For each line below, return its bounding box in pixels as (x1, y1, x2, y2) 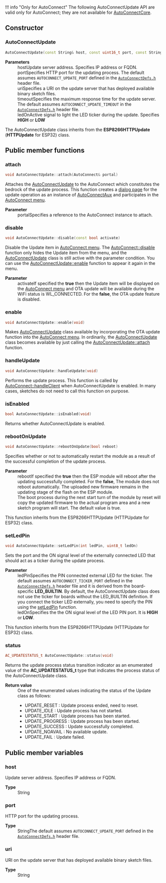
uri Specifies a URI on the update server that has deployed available (17, 85, 155, 91)
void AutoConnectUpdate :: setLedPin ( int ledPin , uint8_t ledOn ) (5, 543, 138, 549)
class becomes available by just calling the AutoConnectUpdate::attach (5, 339, 150, 345)
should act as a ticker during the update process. (5, 558, 105, 564)
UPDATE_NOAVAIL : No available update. (24, 729, 108, 735)
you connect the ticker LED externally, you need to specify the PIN (17, 599, 153, 605)
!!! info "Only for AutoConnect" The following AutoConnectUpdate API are (5, 4, 155, 10)
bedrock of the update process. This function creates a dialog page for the (5, 187, 157, 192)
